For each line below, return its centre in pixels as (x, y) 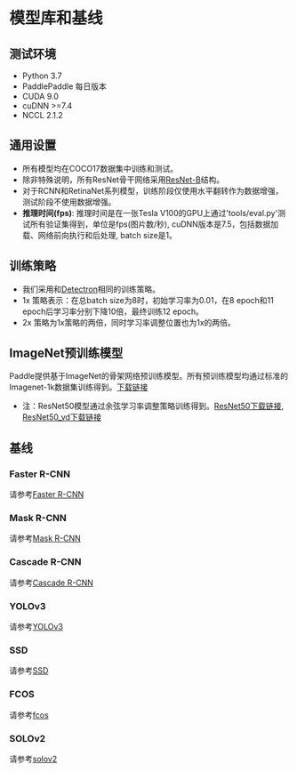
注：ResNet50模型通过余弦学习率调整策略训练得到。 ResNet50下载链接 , (153, 406)
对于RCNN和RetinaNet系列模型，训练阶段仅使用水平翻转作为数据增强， (153, 190)
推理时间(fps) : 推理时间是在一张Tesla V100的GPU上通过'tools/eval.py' (150, 213)
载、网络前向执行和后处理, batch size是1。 (100, 235)
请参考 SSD (29, 671)
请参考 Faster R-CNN (47, 495)
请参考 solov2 (33, 759)
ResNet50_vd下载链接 (62, 417)
